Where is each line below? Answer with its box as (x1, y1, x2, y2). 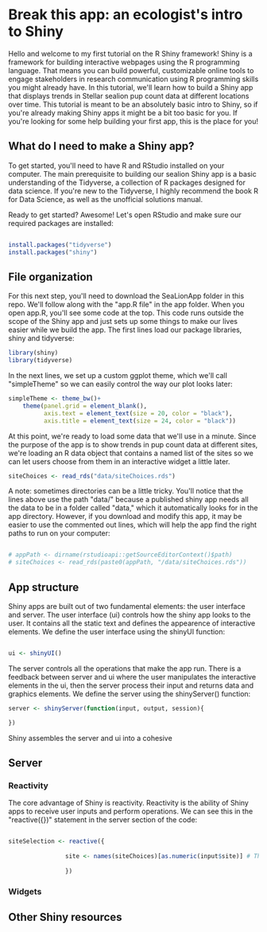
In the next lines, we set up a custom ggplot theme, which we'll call (8, 371, 228, 380)
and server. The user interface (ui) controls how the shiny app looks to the (8, 610, 251, 619)
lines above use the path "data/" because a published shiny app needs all (8, 495, 249, 505)
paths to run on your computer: (8, 528, 110, 538)
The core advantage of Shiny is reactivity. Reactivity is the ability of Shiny (8, 798, 249, 808)
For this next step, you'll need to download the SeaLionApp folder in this (8, 291, 245, 301)
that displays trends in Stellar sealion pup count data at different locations (8, 91, 250, 100)
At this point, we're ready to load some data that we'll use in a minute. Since (8, 431, 257, 441)
